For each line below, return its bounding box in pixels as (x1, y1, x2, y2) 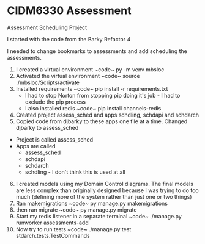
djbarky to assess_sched (15, 124, 79, 131)
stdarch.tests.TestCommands (15, 232, 91, 239)
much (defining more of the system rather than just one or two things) (15, 193, 192, 200)
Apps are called (15, 142, 56, 149)
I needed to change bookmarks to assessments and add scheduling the (7, 47, 187, 55)
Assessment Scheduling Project (7, 24, 88, 31)
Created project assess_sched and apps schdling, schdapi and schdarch (15, 111, 199, 118)
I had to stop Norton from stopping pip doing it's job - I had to (24, 91, 181, 99)
